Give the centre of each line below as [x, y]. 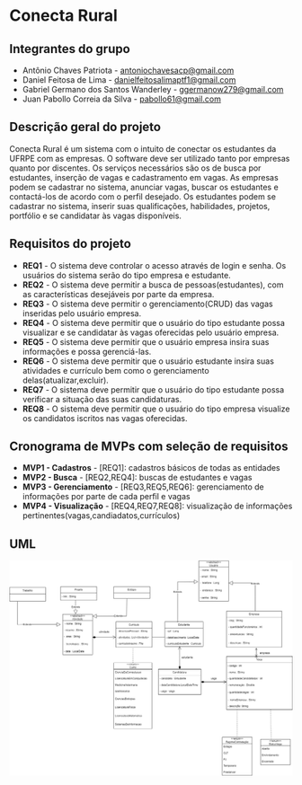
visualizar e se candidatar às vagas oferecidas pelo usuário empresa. [151, 332]
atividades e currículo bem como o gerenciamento [115, 370]
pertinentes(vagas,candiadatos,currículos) [101, 516]
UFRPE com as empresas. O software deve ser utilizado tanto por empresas [150, 158]
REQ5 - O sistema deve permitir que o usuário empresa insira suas [146, 341]
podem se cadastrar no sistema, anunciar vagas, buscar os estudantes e [144, 187]
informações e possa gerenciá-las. [87, 351]
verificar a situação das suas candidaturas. [102, 399]
